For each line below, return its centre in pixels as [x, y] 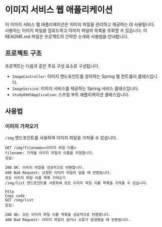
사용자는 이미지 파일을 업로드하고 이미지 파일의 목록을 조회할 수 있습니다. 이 [76, 30]
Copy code [15, 196]
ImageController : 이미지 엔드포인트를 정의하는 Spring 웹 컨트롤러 [74, 76]
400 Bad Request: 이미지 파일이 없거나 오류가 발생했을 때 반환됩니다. [68, 220]
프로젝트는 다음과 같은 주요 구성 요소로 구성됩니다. [52, 66]
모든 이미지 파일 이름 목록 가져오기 [35, 178]
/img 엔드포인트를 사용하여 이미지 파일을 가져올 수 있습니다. [61, 138]
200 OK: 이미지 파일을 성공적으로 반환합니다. [45, 168]
